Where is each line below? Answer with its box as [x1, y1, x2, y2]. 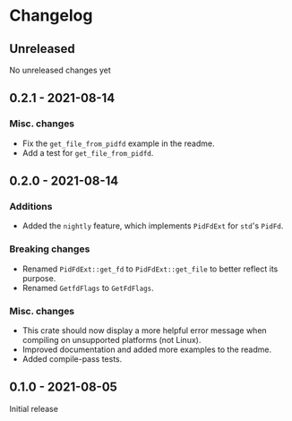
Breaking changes [9, 243, 90, 255]
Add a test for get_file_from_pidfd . [21, 147, 154, 158]
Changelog [9, 5, 93, 26]
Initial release [9, 403, 58, 414]
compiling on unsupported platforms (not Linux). [21, 334, 202, 345]
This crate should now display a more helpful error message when [21, 324, 267, 336]
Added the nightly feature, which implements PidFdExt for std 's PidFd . [21, 220, 284, 231]
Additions [9, 201, 53, 212]
